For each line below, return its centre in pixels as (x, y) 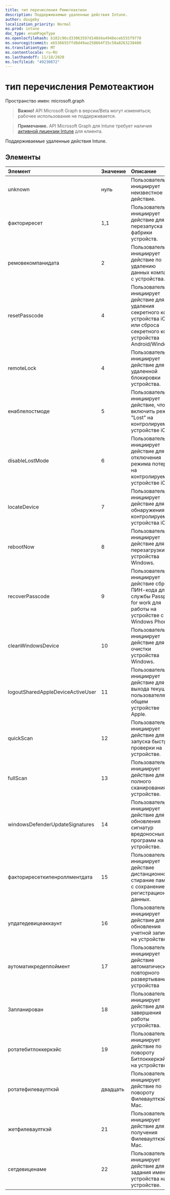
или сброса (145, 325)
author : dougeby (22, 19)
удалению (143, 266)
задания (141, 1172)
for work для (146, 603)
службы (141, 596)
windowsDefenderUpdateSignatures (51, 824)
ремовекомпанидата (34, 263)
